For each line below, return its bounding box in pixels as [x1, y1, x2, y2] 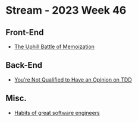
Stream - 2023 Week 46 [5, 4, 127, 17]
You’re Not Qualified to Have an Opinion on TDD [14, 76, 132, 83]
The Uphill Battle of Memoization [14, 43, 95, 50]
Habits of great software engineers [14, 109, 101, 116]
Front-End [5, 27, 44, 37]
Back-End [5, 60, 43, 70]
